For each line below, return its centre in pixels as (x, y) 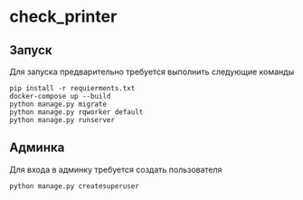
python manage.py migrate (58, 104)
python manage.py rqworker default (76, 112)
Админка (37, 148)
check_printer (63, 17)
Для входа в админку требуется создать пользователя (116, 169)
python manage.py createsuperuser (75, 186)
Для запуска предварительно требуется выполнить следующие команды (152, 71)
